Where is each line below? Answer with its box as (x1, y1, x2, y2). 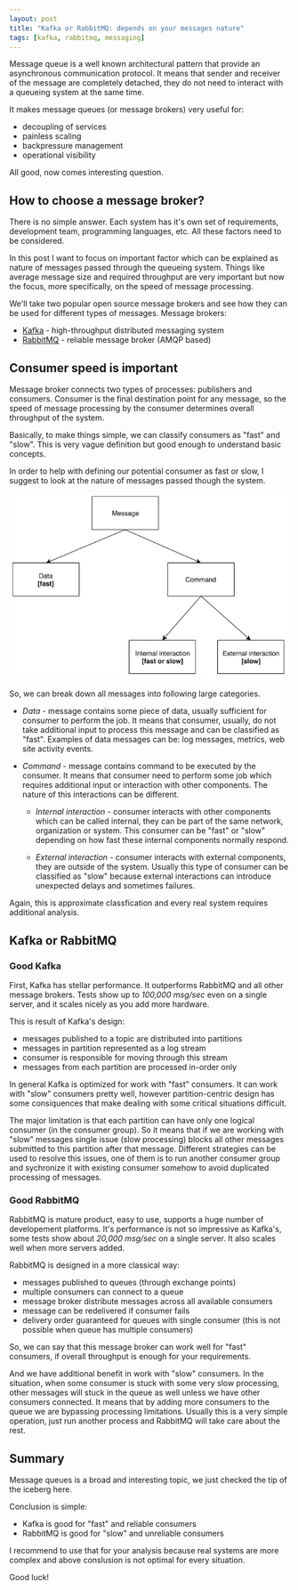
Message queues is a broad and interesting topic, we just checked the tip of (9, 1474, 287, 1486)
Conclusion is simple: (9, 1501, 87, 1513)
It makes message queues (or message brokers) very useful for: (9, 104, 245, 115)
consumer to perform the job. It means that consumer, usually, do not (21, 715, 277, 726)
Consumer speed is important (9, 361, 178, 376)
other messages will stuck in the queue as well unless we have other (9, 1387, 261, 1398)
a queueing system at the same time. (9, 87, 145, 98)
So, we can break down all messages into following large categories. (9, 688, 261, 699)
